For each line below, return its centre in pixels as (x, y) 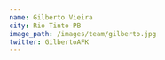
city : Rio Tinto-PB (45, 26)
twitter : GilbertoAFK (49, 42)
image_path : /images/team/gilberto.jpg (83, 34)
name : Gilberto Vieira (51, 17)
